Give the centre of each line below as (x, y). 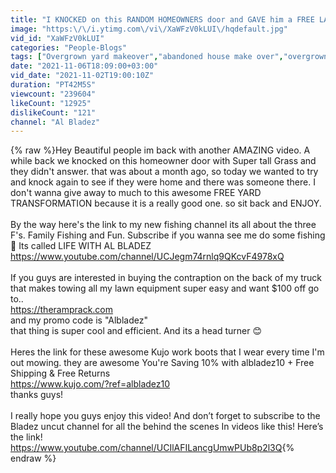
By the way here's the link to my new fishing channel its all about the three (163, 225)
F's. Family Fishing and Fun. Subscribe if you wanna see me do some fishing (168, 235)
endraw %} (33, 458)
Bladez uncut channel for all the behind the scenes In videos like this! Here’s (167, 427)
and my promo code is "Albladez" (79, 320)
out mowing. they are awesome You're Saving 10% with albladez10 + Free (162, 363)
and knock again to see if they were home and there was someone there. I (163, 182)
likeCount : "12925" (51, 103)
